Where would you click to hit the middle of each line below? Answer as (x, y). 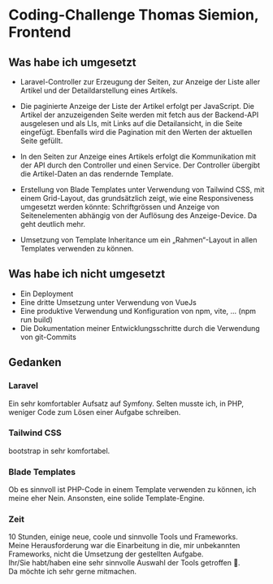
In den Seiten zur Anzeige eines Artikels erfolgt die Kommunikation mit (138, 157)
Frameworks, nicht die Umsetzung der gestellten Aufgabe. (106, 554)
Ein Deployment (47, 294)
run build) (36, 320)
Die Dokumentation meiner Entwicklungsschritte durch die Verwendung (140, 328)
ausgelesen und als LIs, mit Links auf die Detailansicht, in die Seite (131, 123)
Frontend (40, 32)
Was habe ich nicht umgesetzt (87, 274)
